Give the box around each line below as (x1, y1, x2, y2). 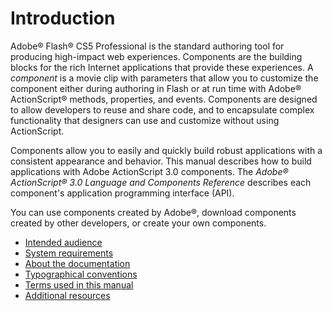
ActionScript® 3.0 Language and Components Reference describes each (10, 176, 312, 188)
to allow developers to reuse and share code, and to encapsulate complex (10, 103, 315, 116)
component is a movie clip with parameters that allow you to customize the (10, 72, 319, 84)
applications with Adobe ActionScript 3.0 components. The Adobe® (10, 165, 289, 177)
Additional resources (24, 289, 111, 301)
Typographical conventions (24, 268, 138, 280)
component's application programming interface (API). (10, 187, 235, 199)
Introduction (10, 7, 116, 30)
